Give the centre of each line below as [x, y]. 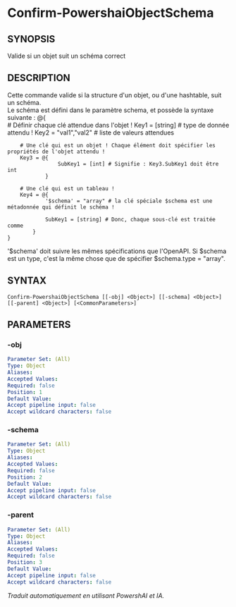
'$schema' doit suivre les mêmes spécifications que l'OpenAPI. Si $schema [117, 251]
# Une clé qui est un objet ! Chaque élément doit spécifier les [118, 145]
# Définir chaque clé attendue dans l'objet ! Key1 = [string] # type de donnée [118, 125]
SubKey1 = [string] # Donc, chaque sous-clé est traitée [130, 219]
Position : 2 [25, 477]
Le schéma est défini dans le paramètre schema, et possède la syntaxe [111, 110]
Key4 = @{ [35, 195]
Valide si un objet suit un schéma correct [67, 56]
